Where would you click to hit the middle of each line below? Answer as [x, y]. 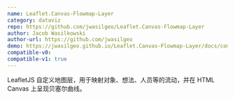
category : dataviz [34, 20]
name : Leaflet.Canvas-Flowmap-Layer [60, 14]
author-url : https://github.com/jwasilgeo [70, 40]
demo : [15, 46]
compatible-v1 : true [37, 59]
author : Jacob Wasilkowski [47, 33]
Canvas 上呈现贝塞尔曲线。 [47, 89]
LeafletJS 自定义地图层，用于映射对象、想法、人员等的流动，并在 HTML [111, 79]
